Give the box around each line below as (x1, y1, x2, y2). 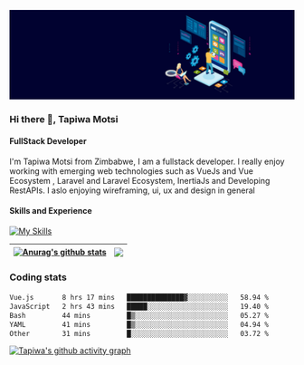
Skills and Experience (9, 206, 92, 216)
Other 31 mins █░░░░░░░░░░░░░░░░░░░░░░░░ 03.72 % (9, 329, 270, 338)
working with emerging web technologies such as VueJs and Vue (9, 165, 253, 177)
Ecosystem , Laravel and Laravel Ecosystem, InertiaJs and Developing (9, 175, 271, 186)
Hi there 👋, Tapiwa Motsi (9, 113, 119, 126)
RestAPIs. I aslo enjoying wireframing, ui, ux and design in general (9, 185, 255, 196)
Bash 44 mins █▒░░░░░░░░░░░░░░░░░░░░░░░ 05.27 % (9, 311, 270, 320)
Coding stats (9, 271, 68, 283)
